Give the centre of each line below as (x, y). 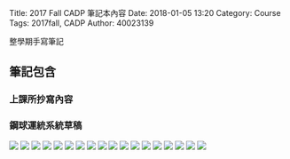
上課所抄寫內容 (41, 99)
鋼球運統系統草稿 (46, 125)
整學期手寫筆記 (36, 41)
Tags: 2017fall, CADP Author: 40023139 (82, 23)
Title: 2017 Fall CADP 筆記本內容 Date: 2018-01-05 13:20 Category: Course (145, 13)
